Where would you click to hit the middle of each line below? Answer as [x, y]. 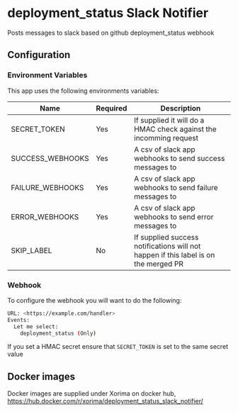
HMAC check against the [176, 129]
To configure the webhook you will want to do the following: [95, 300]
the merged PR [159, 264]
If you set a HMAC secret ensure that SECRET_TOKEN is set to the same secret [118, 347]
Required [112, 108]
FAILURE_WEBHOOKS [47, 187]
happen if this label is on [175, 255]
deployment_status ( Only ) [58, 333]
